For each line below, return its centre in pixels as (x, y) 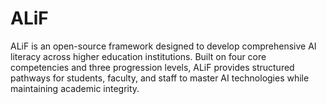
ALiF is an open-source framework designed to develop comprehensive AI (163, 46)
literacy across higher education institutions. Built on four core (138, 56)
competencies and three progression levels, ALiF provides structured (152, 67)
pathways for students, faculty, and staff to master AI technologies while (160, 78)
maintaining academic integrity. (75, 88)
